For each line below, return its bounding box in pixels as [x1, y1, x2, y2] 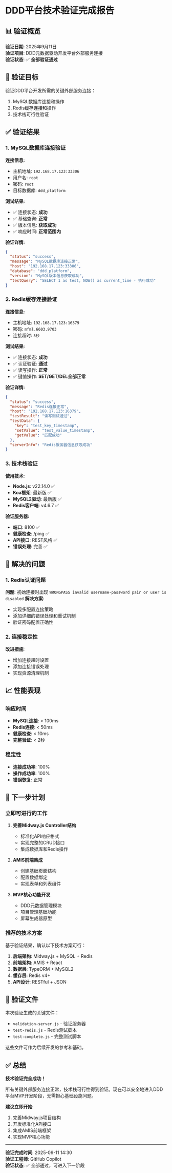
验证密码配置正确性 [12, 619, 54, 625]
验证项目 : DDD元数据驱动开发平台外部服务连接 [5, 50, 103, 56]
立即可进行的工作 [5, 810, 48, 817]
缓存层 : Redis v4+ [12, 972, 51, 978]
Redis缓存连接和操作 [12, 105, 56, 111]
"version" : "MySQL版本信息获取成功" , [10, 273, 84, 278]
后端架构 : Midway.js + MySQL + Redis [12, 953, 93, 959]
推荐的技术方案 [5, 930, 42, 937]
